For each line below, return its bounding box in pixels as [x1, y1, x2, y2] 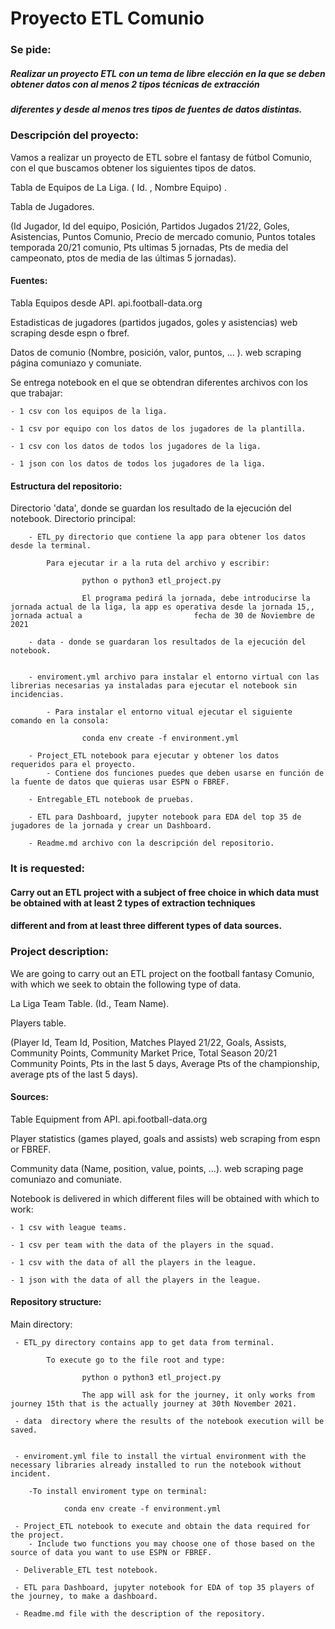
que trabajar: [10, 387, 63, 399]
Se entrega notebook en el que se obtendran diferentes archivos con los [10, 377, 308, 389]
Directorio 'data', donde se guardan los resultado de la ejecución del [10, 502, 292, 514]
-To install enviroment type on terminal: [28, 1487, 208, 1497]
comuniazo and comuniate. [10, 1173, 123, 1185]
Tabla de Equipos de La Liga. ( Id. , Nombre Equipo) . [10, 181, 228, 193]
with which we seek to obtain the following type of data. [10, 978, 242, 990]
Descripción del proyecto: [10, 128, 139, 142]
